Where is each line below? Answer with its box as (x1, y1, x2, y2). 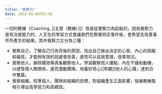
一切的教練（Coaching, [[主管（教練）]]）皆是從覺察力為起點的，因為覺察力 (5, 25, 153, 31)
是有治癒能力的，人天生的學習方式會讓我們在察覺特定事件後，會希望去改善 (5, 31, 153, 37)
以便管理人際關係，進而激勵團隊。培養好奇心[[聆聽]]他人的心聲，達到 (12, 66, 149, 71)
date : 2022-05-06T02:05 (5, 12, 53, 16)
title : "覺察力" (5, 7, 36, 12)
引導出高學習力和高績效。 (16, 84, 67, 90)
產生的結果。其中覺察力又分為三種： (13, 37, 85, 43)
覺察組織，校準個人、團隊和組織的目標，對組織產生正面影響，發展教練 (12, 78, 152, 83)
